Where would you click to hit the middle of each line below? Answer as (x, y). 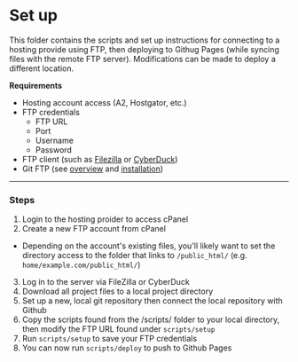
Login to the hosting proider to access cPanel (105, 219)
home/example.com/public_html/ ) (81, 265)
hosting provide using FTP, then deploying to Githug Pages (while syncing (144, 49)
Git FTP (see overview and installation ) (93, 169)
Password (54, 150)
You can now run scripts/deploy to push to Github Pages (127, 348)
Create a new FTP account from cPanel (94, 229)
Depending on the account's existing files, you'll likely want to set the (149, 246)
